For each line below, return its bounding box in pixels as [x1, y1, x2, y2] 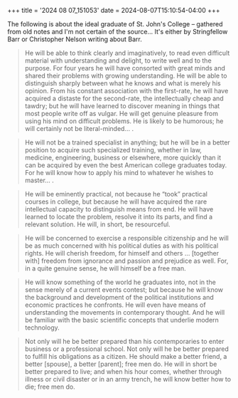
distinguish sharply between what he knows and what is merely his [24, 79, 222, 88]
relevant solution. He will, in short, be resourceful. [24, 220, 171, 229]
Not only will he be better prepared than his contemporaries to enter [24, 337, 225, 345]
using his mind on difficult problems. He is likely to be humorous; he [24, 117, 224, 125]
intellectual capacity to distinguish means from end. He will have [24, 205, 214, 213]
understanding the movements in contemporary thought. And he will [24, 308, 225, 316]
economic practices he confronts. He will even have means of [24, 300, 206, 309]
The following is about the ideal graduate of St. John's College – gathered [7, 20, 223, 28]
